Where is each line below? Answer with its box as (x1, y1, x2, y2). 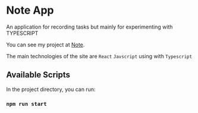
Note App (6, 4, 55, 17)
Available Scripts (6, 70, 70, 80)
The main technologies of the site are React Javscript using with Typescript (6, 52, 192, 59)
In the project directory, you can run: (6, 86, 96, 93)
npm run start (6, 101, 47, 107)
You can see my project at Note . (6, 41, 85, 48)
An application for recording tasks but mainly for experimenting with (6, 23, 173, 30)
